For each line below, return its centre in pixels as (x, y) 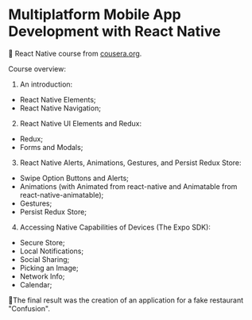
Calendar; (36, 284)
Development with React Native (114, 31)
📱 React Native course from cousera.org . (75, 53)
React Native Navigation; (60, 108)
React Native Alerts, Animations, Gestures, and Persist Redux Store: (130, 162)
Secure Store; (42, 242)
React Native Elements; (58, 99)
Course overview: (37, 68)
